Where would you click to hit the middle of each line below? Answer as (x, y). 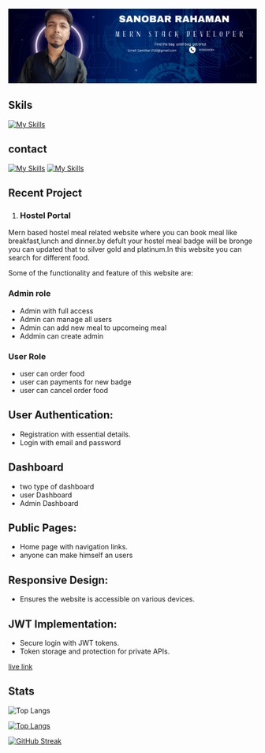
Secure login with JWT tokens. (69, 643)
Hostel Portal (45, 215)
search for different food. (49, 258)
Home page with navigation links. (74, 547)
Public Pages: (43, 528)
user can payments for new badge (75, 382)
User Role (27, 356)
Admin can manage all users (66, 319)
